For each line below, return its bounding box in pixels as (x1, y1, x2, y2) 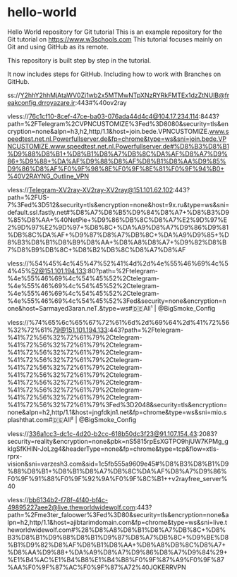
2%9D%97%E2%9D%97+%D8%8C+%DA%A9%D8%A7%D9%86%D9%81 (7, 223, 229, 231)
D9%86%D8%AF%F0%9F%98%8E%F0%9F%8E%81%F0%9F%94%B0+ (7, 164, 224, 173)
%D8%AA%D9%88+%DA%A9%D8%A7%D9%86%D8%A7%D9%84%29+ (7, 547, 228, 557)
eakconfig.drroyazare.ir (7, 98, 75, 106)
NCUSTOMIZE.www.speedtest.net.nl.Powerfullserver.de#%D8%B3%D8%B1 (7, 142, 229, 150)
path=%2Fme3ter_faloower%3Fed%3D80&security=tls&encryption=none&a (7, 510, 229, 519)
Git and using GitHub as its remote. (7, 42, 109, 51)
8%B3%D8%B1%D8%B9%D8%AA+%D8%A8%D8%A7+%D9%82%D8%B (7, 237, 227, 247)
